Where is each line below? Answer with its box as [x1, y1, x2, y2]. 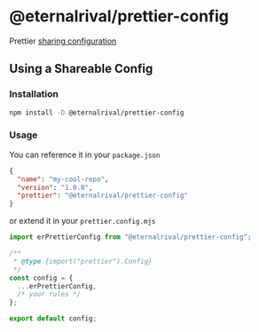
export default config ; [9, 314, 98, 323]
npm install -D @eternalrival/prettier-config [9, 108, 184, 117]
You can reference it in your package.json [9, 149, 161, 160]
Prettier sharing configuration [9, 36, 117, 46]
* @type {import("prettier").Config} [12, 257, 153, 265]
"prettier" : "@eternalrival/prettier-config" [17, 191, 189, 201]
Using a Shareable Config [9, 61, 153, 76]
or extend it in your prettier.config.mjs [9, 216, 156, 226]
